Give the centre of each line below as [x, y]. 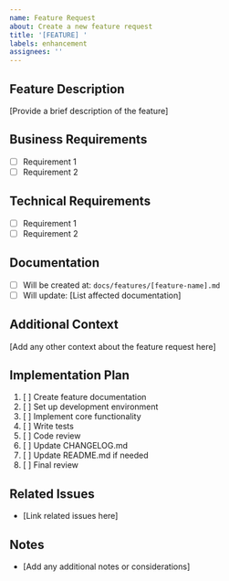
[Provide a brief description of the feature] [89, 111]
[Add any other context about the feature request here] [113, 346]
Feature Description [67, 89]
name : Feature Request [52, 18]
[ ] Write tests [48, 427]
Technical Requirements [80, 201]
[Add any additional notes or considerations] [106, 566]
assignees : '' [36, 52]
